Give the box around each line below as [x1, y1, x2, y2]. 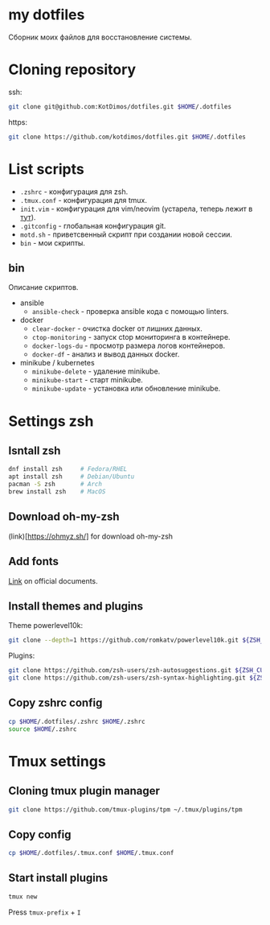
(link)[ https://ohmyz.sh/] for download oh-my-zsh [8, 531, 174, 541]
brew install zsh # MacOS [8, 488, 106, 496]
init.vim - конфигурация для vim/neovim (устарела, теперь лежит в [19, 204, 253, 213]
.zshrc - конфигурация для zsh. [19, 187, 129, 196]
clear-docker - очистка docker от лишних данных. [31, 324, 202, 333]
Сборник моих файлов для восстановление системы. [8, 32, 193, 42]
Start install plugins [8, 871, 108, 885]
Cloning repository [8, 60, 137, 79]
